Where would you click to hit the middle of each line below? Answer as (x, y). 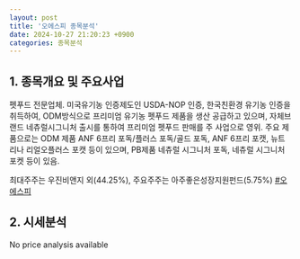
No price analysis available (59, 245)
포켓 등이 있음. (35, 161)
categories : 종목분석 (46, 43)
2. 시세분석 (38, 223)
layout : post (34, 18)
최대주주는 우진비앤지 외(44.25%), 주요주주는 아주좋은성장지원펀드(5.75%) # (145, 180)
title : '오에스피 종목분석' (54, 26)
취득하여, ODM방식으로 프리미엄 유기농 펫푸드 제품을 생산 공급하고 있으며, (138, 116)
